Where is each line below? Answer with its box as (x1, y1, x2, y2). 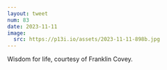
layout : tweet (7, 10, 49, 17)
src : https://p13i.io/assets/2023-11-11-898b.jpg (13, 36, 160, 43)
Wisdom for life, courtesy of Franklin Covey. (7, 55, 134, 63)
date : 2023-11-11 (7, 23, 58, 30)
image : (7, 29, 26, 37)
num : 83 (7, 17, 30, 24)
